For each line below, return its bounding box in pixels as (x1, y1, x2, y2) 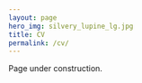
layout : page (8, 13, 58, 23)
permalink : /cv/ (8, 38, 69, 48)
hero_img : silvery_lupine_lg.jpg (8, 22, 134, 31)
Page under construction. (8, 63, 102, 74)
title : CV (8, 30, 46, 39)
